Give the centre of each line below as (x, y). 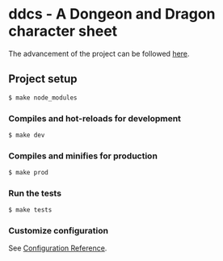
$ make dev (27, 135)
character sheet (63, 31)
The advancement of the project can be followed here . (99, 53)
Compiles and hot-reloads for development (95, 118)
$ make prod (28, 173)
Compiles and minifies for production (83, 156)
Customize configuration (59, 231)
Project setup (43, 79)
